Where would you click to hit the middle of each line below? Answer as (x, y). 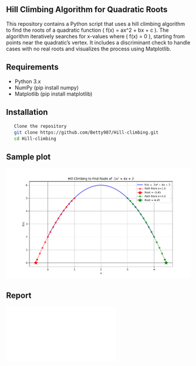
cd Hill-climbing (35, 139)
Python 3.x (28, 81)
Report (19, 295)
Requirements (32, 67)
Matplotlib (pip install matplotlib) (53, 94)
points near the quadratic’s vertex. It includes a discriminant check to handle (98, 42)
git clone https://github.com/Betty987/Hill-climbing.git (86, 133)
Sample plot (28, 157)
